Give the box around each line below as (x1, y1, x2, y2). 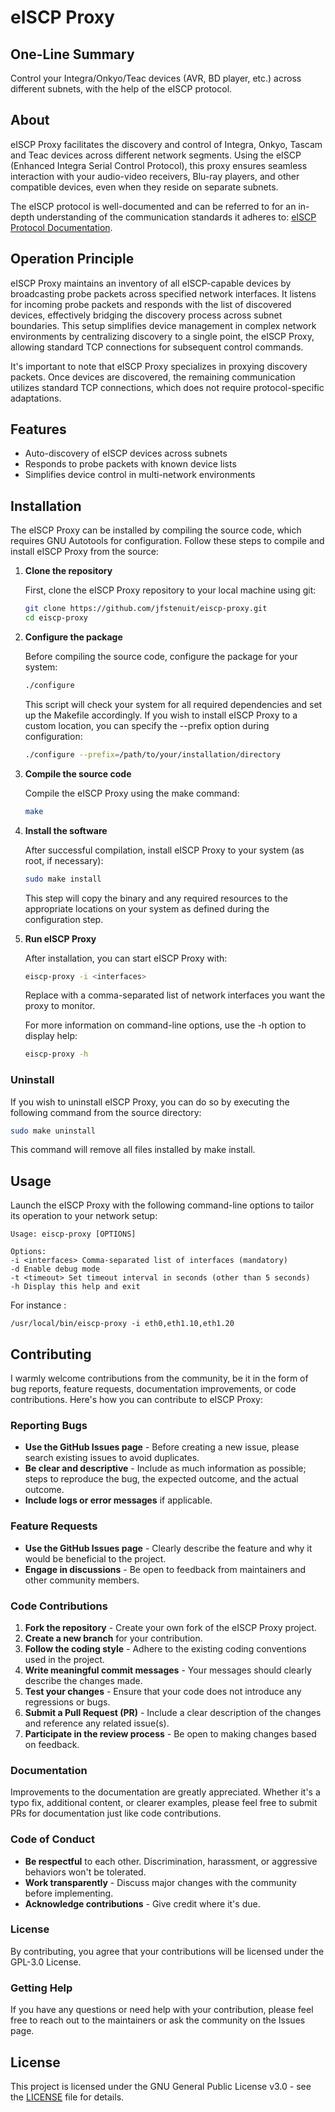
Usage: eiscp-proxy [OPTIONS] (10, 1229, 137, 1240)
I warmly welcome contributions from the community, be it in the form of (10, 1372, 309, 1385)
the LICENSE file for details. (10, 2091, 125, 2103)
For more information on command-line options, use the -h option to (24, 1019, 307, 1031)
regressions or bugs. (24, 1696, 111, 1708)
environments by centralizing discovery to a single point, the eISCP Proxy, (10, 330, 315, 342)
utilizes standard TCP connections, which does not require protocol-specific (10, 381, 325, 393)
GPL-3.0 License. (10, 1956, 82, 1968)
